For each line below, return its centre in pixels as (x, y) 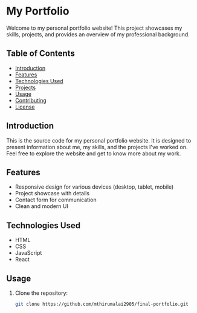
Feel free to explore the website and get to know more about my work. (94, 153)
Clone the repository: (41, 293)
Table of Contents (41, 54)
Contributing (31, 100)
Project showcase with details (52, 194)
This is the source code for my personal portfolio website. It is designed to (99, 140)
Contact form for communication (56, 200)
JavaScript (28, 253)
